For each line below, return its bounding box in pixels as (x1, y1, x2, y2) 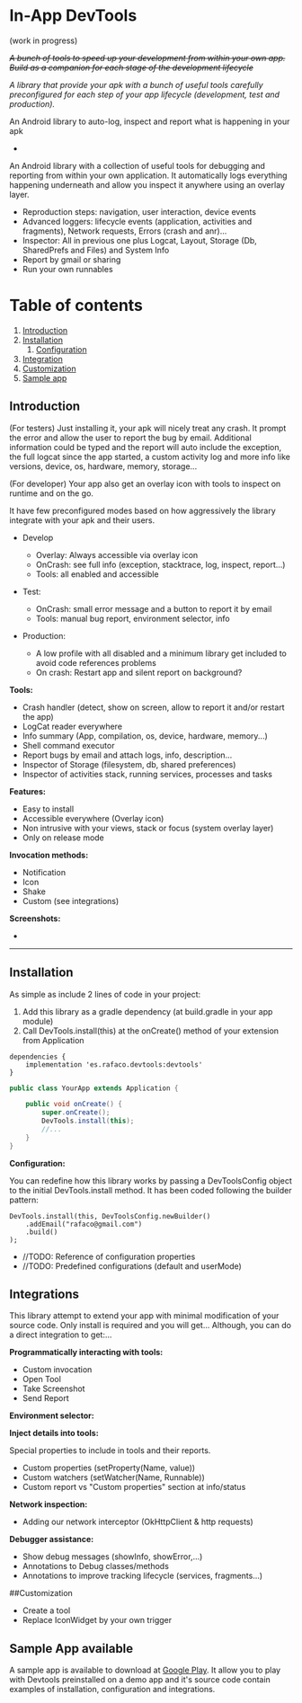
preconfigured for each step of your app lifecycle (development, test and (9, 89, 280, 100)
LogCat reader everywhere (22, 721, 123, 732)
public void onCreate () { (25, 1100, 123, 1109)
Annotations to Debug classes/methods (22, 1561, 169, 1572)
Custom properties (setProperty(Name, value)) (22, 1462, 196, 1474)
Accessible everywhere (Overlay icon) (22, 812, 164, 823)
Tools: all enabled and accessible (35, 568, 159, 580)
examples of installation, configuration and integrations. (9, 1684, 216, 1695)
